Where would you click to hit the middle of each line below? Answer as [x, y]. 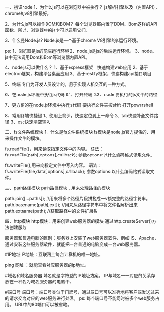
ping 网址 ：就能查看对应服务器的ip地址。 [47, 265]
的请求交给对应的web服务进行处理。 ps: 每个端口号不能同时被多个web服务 [80, 298]
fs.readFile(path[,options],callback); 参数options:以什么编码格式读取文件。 [80, 155]
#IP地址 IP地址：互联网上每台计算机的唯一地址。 [54, 254]
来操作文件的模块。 [24, 138]
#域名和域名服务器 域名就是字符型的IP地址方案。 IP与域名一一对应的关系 [78, 275]
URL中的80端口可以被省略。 [43, 304]
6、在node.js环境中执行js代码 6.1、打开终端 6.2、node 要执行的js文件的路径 [81, 94]
